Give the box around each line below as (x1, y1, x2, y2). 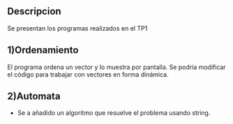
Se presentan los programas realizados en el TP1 (7, 24, 148, 32)
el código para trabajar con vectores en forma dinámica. (7, 70, 169, 79)
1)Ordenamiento (7, 45, 79, 56)
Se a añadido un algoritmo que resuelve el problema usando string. (17, 109, 211, 117)
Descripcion (7, 6, 61, 17)
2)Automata (7, 91, 61, 102)
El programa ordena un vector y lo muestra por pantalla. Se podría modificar (7, 63, 227, 71)
